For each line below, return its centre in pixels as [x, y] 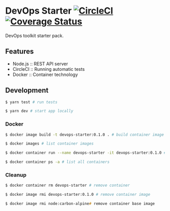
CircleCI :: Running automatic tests [49, 69]
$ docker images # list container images [50, 144]
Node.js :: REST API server [40, 64]
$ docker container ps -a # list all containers [57, 162]
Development [27, 90]
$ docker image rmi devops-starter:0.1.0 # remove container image [78, 195]
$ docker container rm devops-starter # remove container [68, 185]
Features [19, 51]
